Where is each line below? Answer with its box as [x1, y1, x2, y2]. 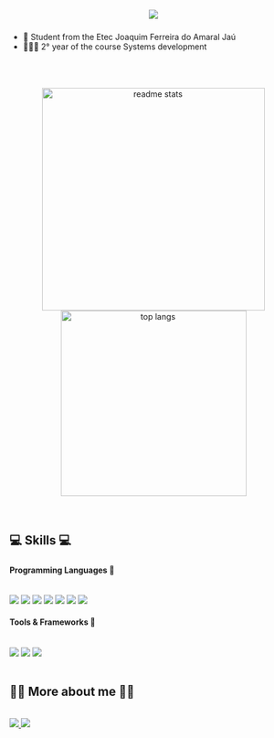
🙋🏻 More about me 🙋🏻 [9, 684, 135, 700]
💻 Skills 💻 [9, 532, 71, 548]
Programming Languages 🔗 [9, 564, 115, 575]
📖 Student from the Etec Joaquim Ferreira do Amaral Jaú [22, 32, 237, 43]
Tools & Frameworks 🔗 [9, 617, 96, 627]
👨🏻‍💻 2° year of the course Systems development [22, 41, 207, 52]
